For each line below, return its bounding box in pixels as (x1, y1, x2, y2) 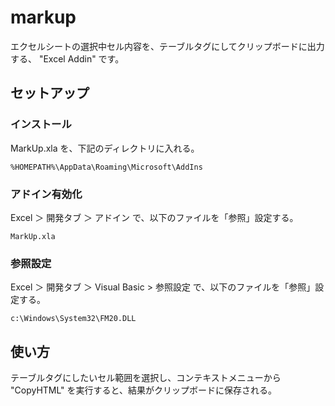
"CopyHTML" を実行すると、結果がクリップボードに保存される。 (10, 384, 278, 396)
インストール (10, 117, 72, 131)
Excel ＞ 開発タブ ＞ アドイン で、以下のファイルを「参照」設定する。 (10, 211, 299, 223)
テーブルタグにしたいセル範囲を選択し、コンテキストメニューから (10, 372, 282, 384)
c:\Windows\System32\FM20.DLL (10, 314, 137, 324)
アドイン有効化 (10, 187, 83, 201)
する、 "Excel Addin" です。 (10, 52, 125, 65)
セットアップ (10, 85, 90, 102)
